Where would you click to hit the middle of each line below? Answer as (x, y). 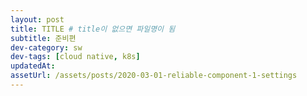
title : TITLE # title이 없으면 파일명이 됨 (93, 29)
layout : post (37, 19)
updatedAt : (33, 66)
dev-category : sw (46, 47)
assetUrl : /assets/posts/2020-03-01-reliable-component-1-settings (154, 76)
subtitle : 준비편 (43, 38)
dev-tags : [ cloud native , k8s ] (75, 57)
